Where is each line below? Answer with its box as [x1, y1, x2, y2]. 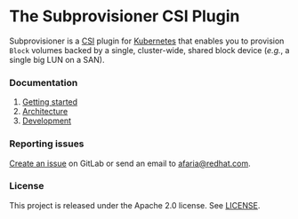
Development [21, 115, 72, 126]
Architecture [21, 106, 68, 117]
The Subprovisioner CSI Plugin [9, 6, 240, 27]
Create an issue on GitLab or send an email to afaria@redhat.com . [9, 158, 251, 168]
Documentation [9, 76, 78, 89]
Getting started [21, 97, 78, 107]
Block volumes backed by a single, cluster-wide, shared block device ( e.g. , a [9, 44, 290, 55]
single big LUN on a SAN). [9, 54, 105, 65]
